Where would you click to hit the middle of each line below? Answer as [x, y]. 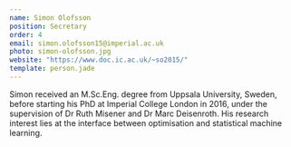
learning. [26, 132]
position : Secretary [48, 26]
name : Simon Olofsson [50, 18]
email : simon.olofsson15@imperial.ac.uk [87, 43]
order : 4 [26, 34]
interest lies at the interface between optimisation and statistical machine [146, 122]
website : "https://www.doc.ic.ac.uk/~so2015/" [99, 60]
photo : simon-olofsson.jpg [60, 52]
